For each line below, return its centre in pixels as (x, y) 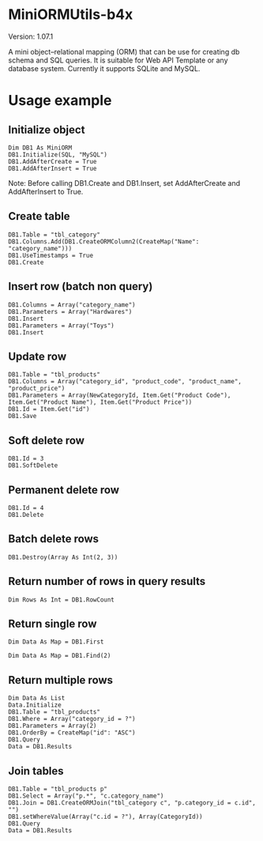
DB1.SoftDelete (33, 466)
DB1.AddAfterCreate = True (53, 161)
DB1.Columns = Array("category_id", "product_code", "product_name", (125, 382)
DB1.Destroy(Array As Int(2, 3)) (63, 557)
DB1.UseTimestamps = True (51, 255)
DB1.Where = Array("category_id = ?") (72, 719)
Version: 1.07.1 (31, 36)
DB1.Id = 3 (26, 459)
